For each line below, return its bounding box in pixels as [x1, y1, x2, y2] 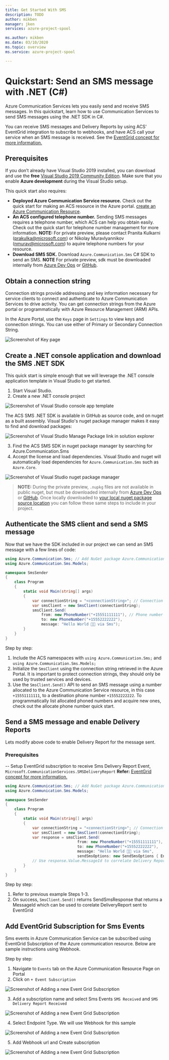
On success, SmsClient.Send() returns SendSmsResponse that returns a [12, 896, 162, 903]
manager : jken [5, 21, 35, 27]
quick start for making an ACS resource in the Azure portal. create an [12, 203, 156, 209]
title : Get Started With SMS [5, 7, 66, 13]
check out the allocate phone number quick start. [12, 703, 115, 709]
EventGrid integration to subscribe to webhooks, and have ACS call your [5, 129, 155, 135]
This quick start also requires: [5, 188, 67, 194]
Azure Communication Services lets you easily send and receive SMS [5, 103, 149, 109]
